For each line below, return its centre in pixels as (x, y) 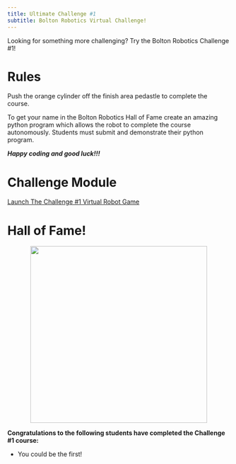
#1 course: (23, 441)
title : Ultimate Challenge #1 (52, 14)
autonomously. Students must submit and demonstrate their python (105, 132)
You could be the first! (50, 454)
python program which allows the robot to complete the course (99, 125)
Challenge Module (62, 182)
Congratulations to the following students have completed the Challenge (116, 433)
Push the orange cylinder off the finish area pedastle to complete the (107, 96)
